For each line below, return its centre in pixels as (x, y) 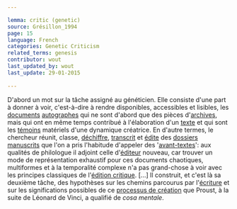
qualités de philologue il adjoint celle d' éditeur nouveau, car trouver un (110, 152)
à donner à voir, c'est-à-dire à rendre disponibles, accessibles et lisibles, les (118, 107)
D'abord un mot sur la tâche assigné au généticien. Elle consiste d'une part (117, 99)
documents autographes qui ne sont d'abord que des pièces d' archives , (112, 115)
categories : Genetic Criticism (53, 47)
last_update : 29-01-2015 (44, 73)
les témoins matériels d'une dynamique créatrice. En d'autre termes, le (110, 130)
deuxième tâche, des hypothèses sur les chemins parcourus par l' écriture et (118, 182)
